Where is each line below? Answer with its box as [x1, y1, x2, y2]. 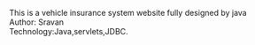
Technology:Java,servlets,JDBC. [9, 26, 128, 36]
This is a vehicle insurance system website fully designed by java [9, 8, 247, 18]
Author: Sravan [9, 17, 65, 27]
